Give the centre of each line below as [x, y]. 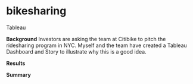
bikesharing [36, 11]
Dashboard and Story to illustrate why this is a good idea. [77, 51]
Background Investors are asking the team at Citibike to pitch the [86, 39]
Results [16, 63]
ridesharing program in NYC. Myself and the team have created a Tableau [97, 45]
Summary [18, 74]
